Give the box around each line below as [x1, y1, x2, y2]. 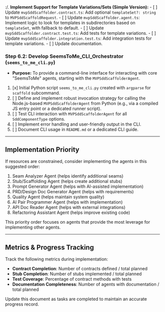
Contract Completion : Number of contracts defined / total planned [12, 265, 148, 271]
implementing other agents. [5, 224, 61, 230]
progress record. [5, 301, 39, 307]
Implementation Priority [5, 145, 80, 154]
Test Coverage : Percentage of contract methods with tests [12, 276, 132, 282]
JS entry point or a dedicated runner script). [12, 105, 102, 112]
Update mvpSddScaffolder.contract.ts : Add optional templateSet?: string [5, 9, 156, 15]
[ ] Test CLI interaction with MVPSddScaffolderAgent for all [12, 111, 127, 117]
